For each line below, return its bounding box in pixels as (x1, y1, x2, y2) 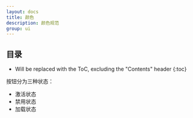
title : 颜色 (6, 14, 34, 20)
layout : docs (6, 8, 39, 15)
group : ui (6, 25, 31, 32)
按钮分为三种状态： (6, 78, 54, 85)
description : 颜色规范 (6, 20, 59, 26)
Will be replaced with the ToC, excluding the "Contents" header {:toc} (14, 65, 187, 72)
